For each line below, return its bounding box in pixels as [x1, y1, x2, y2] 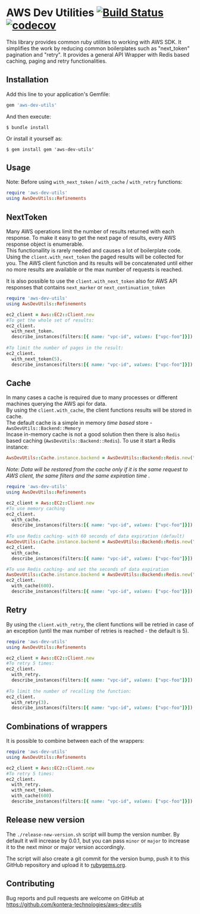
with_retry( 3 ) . [11, 699, 49, 705]
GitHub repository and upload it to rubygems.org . [6, 861, 127, 868]
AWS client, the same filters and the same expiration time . [6, 472, 151, 480]
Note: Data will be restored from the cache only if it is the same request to [6, 466, 188, 473]
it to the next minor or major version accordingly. [6, 843, 126, 850]
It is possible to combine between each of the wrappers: [6, 737, 145, 745]
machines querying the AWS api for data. [6, 400, 107, 407]
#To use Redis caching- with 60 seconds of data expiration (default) [6, 533, 185, 539]
